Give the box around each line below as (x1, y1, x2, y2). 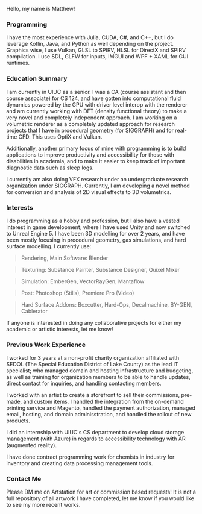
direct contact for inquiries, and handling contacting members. (6, 380, 162, 387)
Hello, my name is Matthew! (6, 5, 75, 12)
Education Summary (6, 75, 68, 83)
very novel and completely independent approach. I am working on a (6, 114, 177, 121)
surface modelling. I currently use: (6, 242, 92, 249)
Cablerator (21, 307, 48, 315)
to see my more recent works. (6, 501, 81, 509)
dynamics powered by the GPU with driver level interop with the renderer (6, 101, 188, 108)
